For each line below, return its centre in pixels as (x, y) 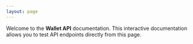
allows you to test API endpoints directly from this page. (74, 34)
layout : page (22, 11)
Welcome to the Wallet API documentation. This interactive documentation (96, 28)
